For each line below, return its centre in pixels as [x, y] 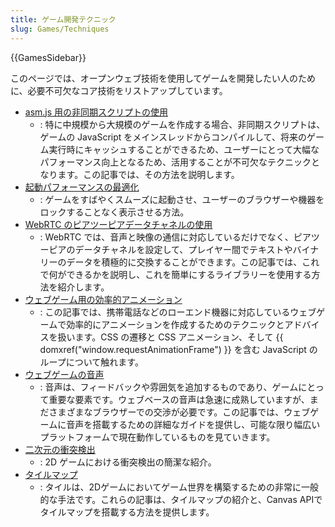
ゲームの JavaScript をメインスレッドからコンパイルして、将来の [173, 137]
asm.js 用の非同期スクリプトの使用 [96, 112]
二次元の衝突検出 [60, 449]
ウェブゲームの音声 [64, 374]
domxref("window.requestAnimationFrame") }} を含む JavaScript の [178, 349]
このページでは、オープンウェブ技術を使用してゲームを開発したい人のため [163, 78]
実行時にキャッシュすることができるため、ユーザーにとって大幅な [184, 149]
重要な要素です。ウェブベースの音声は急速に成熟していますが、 [179, 399]
